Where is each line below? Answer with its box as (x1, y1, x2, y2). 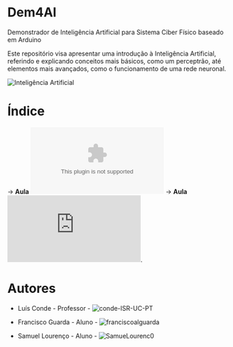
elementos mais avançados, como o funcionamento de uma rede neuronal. (7, 64, 227, 73)
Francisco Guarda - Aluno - (17, 318, 98, 326)
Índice (7, 103, 45, 120)
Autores (7, 281, 56, 296)
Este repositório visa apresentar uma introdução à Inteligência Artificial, (7, 49, 217, 58)
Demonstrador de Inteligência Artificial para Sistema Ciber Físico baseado (7, 28, 224, 36)
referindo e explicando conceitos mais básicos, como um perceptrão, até (7, 56, 222, 65)
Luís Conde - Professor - (17, 304, 91, 312)
